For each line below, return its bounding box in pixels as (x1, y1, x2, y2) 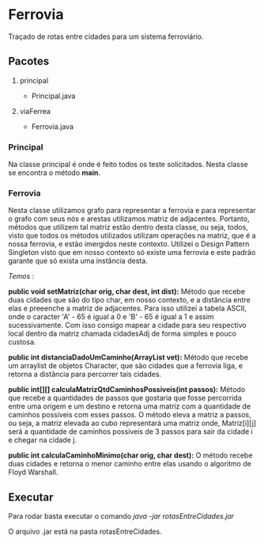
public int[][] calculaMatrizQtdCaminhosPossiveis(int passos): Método (8, 385, 246, 394)
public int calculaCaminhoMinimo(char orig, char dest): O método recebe (8, 451, 253, 460)
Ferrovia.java (31, 121, 74, 131)
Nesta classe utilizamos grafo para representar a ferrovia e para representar (8, 206, 257, 215)
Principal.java (31, 91, 76, 101)
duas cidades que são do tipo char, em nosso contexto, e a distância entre (8, 295, 251, 305)
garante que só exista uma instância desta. (8, 256, 148, 266)
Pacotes (8, 55, 50, 68)
